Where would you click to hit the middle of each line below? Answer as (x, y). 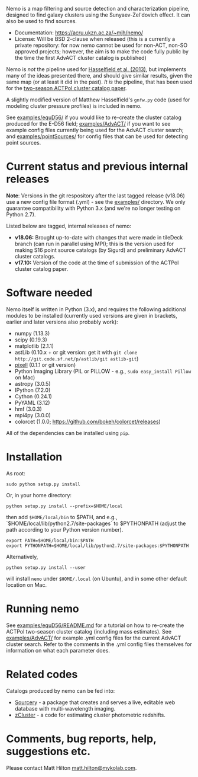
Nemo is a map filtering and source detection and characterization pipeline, (98, 9)
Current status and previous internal (97, 167)
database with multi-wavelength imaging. (65, 708)
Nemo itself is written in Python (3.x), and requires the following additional (96, 309)
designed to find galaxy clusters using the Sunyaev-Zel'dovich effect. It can (98, 15)
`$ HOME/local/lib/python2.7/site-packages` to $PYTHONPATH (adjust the (96, 523)
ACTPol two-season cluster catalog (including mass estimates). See (89, 631)
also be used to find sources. (41, 21)
